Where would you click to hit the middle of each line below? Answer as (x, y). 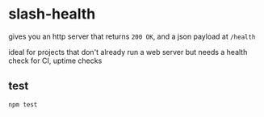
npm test (23, 104)
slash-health (52, 14)
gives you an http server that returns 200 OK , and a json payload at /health (132, 36)
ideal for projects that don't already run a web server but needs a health (128, 52)
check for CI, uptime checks (55, 61)
